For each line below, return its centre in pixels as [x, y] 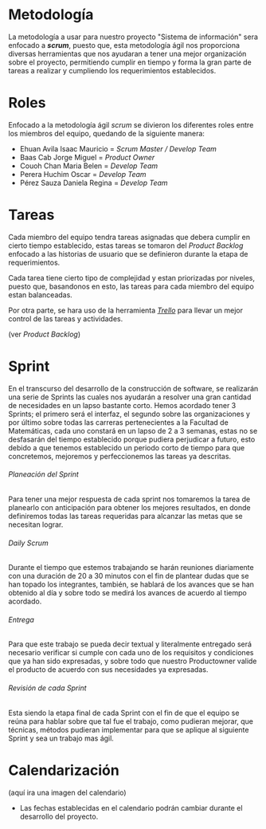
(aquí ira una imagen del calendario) [67, 792]
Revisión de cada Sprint [47, 688]
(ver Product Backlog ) [45, 334]
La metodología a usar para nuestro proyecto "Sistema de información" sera [133, 37]
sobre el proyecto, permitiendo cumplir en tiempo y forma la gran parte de [130, 62]
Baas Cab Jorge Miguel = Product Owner [87, 157]
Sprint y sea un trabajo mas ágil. [61, 738]
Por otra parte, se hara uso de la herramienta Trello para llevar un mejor [125, 310]
